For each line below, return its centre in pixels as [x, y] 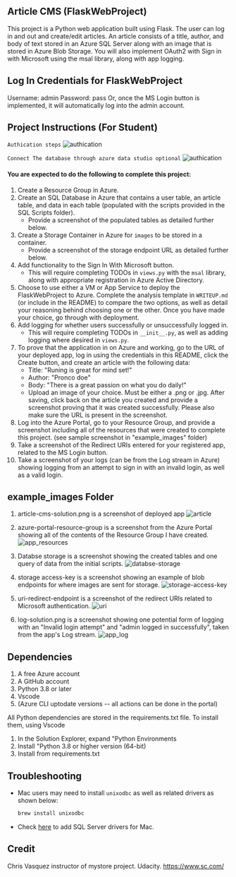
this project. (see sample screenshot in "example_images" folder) [112, 437]
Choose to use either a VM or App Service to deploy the [99, 287]
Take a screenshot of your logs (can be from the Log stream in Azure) [119, 460]
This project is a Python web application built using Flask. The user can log [116, 28]
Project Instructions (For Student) [83, 127]
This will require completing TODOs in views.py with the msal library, [127, 272]
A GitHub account [43, 682]
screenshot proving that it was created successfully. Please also [121, 407]
